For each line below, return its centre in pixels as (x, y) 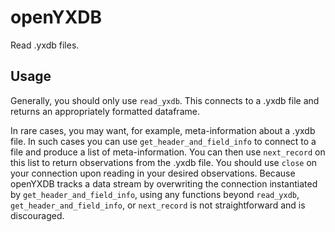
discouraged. (37, 215)
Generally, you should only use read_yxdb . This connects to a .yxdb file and (165, 100)
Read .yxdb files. (45, 45)
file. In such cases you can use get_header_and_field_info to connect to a (163, 141)
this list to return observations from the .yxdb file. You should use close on (164, 162)
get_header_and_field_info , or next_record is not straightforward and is (158, 205)
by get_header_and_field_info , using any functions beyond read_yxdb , (155, 194)
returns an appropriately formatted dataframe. (105, 111)
